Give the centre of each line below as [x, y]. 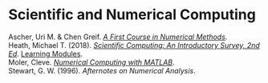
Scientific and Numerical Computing [132, 15]
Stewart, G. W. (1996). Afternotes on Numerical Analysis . [102, 70]
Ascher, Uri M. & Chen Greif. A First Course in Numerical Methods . [118, 37]
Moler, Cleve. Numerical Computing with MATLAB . [91, 62]
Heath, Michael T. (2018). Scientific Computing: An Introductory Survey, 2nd [134, 45]
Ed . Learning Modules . [45, 53]
